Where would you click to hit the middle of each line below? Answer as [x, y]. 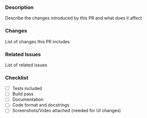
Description [19, 7]
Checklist [17, 78]
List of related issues [26, 65]
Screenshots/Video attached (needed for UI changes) [67, 111]
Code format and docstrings [41, 105]
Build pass [23, 94]
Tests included [27, 88]
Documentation [28, 99]
